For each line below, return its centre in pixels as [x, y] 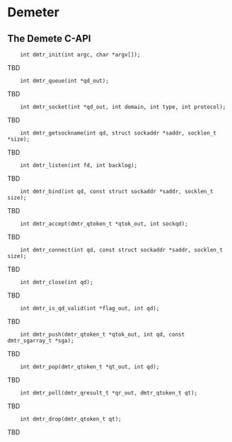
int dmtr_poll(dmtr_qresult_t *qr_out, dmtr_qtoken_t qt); [109, 393]
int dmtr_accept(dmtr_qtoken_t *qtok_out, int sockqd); [104, 224]
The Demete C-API [49, 39]
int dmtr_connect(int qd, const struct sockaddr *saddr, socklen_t [121, 250]
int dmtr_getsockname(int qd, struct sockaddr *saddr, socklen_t [118, 133]
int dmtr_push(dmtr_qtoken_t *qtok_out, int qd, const [103, 334]
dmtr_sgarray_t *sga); [41, 341]
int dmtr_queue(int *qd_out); [65, 81]
